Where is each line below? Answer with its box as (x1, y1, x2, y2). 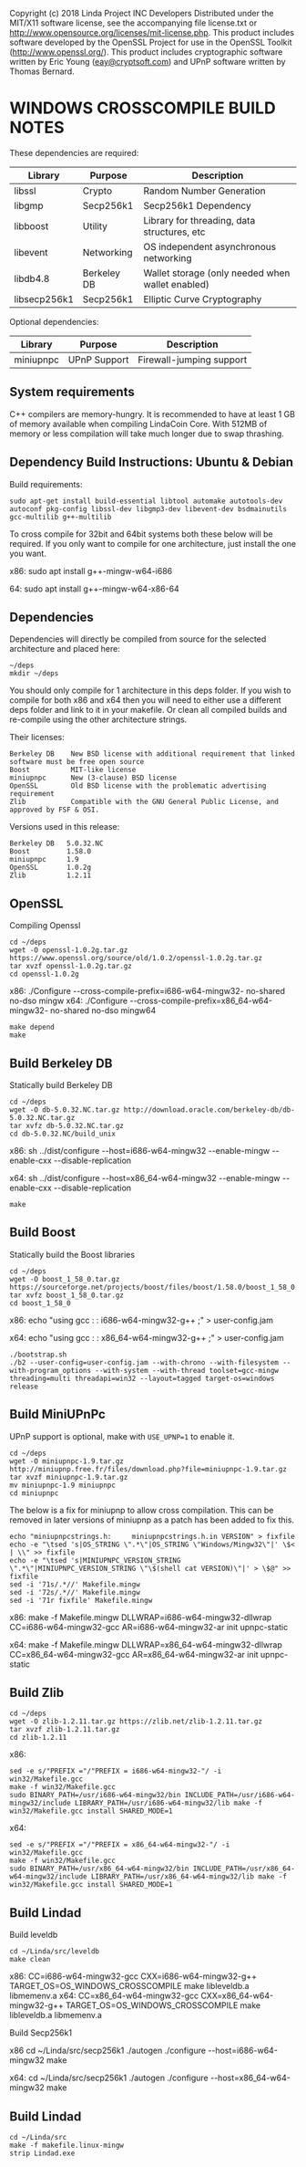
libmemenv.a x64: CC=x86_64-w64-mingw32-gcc (9, 1990, 199, 2002)
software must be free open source (9, 758, 145, 767)
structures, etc (143, 225, 206, 238)
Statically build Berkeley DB (9, 1080, 113, 1090)
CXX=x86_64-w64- (199, 1990, 274, 2002)
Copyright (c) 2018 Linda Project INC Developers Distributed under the (9, 8, 274, 18)
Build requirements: (9, 478, 83, 489)
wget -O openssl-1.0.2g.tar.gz (9, 946, 128, 955)
